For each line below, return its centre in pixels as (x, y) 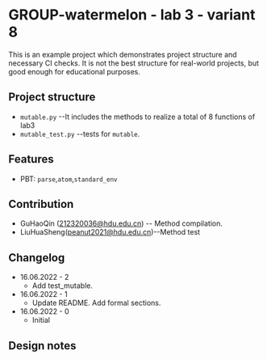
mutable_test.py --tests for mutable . (80, 133)
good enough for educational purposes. (75, 71)
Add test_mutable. (62, 286)
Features (31, 159)
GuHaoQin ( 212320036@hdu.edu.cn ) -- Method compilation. (121, 223)
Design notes (42, 345)
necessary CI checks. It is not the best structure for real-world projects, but (134, 63)
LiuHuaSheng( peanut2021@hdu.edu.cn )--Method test (110, 232)
